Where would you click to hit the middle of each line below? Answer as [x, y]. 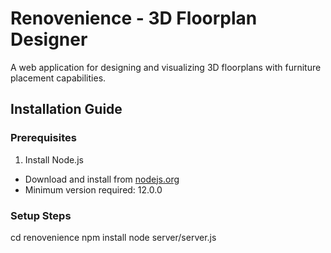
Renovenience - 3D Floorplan [134, 18]
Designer [49, 39]
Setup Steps [41, 215]
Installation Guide [66, 109]
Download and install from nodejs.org [102, 179]
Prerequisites [43, 138]
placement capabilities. [58, 78]
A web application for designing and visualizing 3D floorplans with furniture [166, 67]
